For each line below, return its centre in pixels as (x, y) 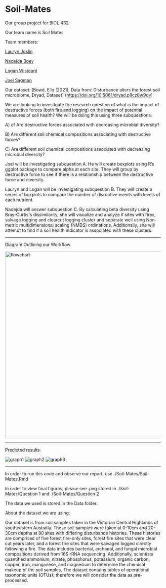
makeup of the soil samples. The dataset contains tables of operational (77, 570)
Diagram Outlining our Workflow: (38, 244)
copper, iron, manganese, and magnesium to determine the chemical (75, 564)
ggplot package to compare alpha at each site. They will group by (72, 169)
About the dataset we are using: (38, 513)
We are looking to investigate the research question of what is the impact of (82, 104)
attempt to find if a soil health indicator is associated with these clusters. (79, 230)
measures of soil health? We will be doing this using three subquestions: (79, 115)
